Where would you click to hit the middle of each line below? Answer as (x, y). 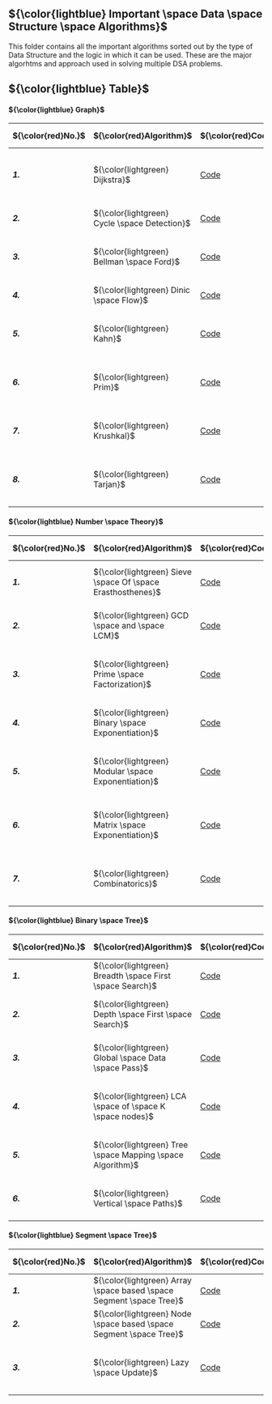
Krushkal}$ (114, 436)
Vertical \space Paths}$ (138, 1203)
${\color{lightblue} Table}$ (79, 89)
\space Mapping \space (138, 1155)
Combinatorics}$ (125, 883)
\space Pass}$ (121, 1067)
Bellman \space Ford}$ (136, 262)
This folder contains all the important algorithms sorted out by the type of (131, 46)
